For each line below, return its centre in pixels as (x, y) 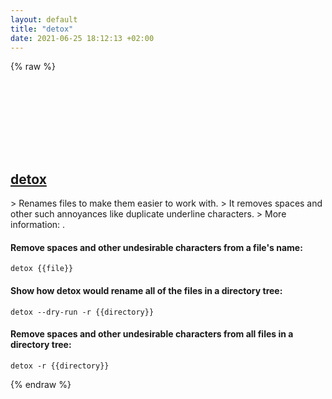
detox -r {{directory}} (60, 366)
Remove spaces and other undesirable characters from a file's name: (156, 247)
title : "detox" (42, 29)
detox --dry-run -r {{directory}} (82, 312)
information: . (38, 225)
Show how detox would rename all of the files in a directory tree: (146, 290)
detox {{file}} (42, 269)
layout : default (44, 19)
